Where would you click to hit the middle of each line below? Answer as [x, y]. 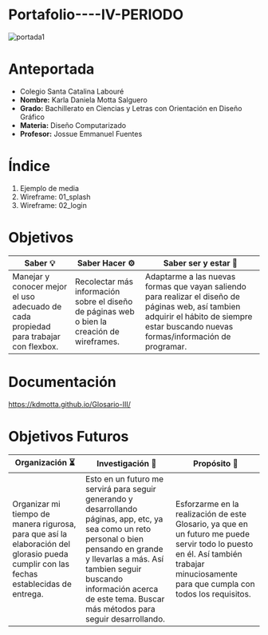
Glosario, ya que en [212, 524]
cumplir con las [41, 564]
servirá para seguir [121, 489]
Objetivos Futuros [69, 436]
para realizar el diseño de [193, 296]
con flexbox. [35, 346]
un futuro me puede [212, 533]
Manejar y [31, 276]
